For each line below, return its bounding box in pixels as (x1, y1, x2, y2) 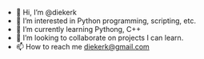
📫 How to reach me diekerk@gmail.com (15, 42, 150, 51)
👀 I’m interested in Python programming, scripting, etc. (15, 16, 196, 26)
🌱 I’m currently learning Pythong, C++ (15, 25, 142, 33)
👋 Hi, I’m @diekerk (15, 8, 78, 17)
